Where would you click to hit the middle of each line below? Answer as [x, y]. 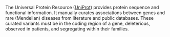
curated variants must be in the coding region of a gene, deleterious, [78, 23]
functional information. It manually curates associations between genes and [85, 13]
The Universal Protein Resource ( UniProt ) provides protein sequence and [82, 7]
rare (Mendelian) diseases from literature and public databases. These [80, 18]
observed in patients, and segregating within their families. [67, 29]
